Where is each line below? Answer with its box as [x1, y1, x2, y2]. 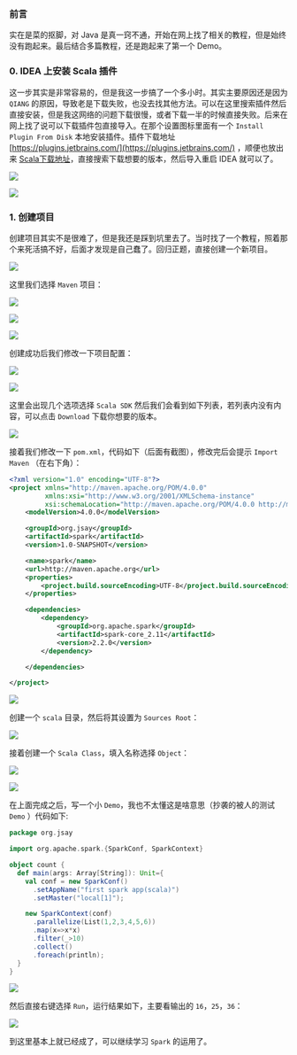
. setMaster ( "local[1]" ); [32, 893, 125, 903]
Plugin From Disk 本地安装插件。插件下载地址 [9, 131, 176, 142]
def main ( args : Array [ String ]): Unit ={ [17, 868, 164, 878]
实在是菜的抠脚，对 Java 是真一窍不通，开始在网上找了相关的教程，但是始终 [9, 29, 287, 41]
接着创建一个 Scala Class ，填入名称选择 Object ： [9, 748, 190, 758]
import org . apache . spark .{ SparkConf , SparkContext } [9, 844, 203, 854]
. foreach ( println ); [32, 950, 104, 959]
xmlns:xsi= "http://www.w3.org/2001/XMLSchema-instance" [44, 492, 255, 500]
